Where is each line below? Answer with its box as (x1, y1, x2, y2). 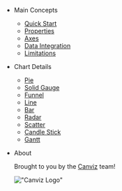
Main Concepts (13, 6, 58, 14)
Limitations (24, 49, 56, 57)
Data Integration (24, 42, 71, 49)
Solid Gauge (24, 84, 60, 91)
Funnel (24, 91, 44, 99)
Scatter (24, 121, 46, 128)
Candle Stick (24, 128, 61, 136)
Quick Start (24, 20, 57, 27)
